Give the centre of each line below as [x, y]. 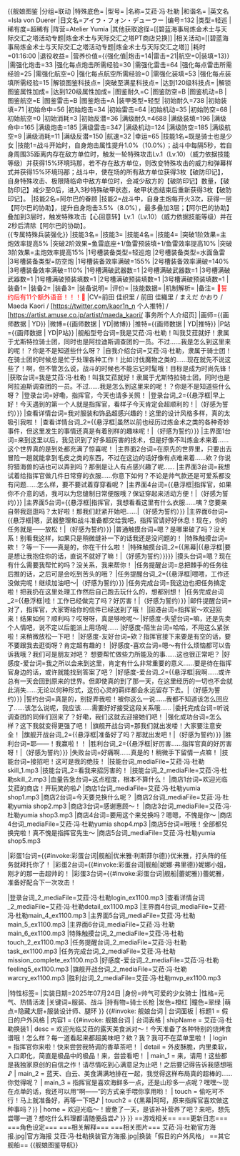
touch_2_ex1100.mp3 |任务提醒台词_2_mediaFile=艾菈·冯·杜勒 [97, 942]
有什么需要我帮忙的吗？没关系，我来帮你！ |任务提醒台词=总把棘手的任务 [115, 565]
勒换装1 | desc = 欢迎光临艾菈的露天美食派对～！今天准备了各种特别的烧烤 [116, 1029]
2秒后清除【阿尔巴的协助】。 [49, 225]
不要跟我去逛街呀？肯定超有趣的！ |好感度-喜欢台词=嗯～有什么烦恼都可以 [116, 645]
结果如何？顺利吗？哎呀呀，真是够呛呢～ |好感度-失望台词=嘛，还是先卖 [125, 618]
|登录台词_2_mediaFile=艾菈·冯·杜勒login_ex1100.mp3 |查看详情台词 [106, 897]
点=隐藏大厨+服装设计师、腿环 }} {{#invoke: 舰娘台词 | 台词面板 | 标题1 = [114, 1011]
